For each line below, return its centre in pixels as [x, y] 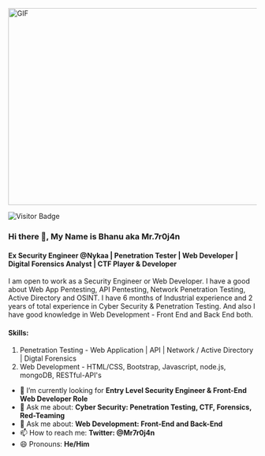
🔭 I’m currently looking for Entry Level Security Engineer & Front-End [133, 391]
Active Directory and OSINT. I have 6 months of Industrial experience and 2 [131, 298]
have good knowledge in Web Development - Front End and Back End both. [131, 315]
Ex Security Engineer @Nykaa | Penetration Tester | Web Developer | [123, 255]
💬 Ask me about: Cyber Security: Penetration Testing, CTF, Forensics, [136, 407]
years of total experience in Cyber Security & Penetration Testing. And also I [132, 306]
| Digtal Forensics [48, 358]
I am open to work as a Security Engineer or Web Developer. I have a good [129, 281]
